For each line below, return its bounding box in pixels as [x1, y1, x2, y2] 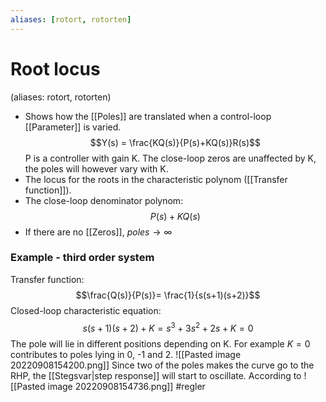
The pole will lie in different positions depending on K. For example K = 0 [10, 337, 311, 350]
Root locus [10, 57, 101, 80]
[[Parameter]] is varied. [24, 121, 122, 133]
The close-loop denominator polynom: [24, 194, 184, 206]
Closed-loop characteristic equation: [10, 304, 162, 316]
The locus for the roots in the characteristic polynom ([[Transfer [24, 173, 288, 185]
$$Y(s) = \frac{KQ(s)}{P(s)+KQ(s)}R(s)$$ [89, 136, 262, 148]
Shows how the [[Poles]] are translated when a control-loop [24, 110, 272, 122]
